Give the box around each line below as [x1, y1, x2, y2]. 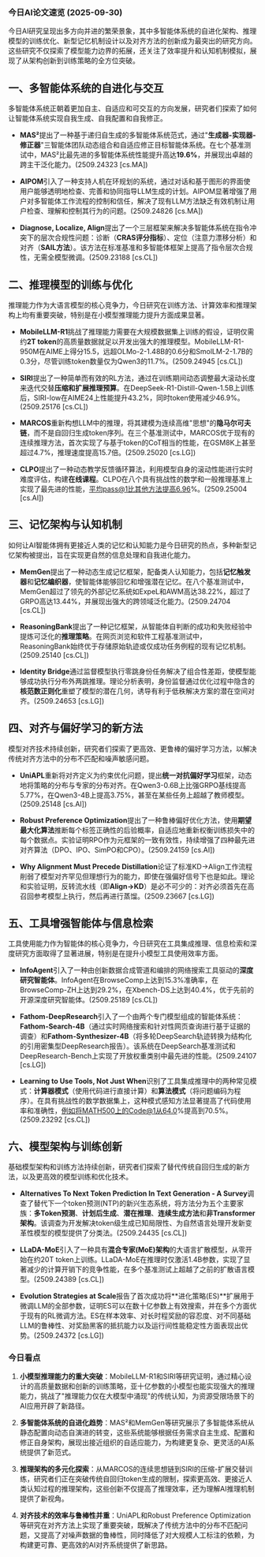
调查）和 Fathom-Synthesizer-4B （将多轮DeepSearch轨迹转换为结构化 [19, 1032, 252, 1041]
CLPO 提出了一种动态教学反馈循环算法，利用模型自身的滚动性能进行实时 [19, 464, 253, 474]
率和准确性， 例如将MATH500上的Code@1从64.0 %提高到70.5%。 [19, 1106, 233, 1115]
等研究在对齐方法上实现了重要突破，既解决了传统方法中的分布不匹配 [19, 1521, 241, 1530]
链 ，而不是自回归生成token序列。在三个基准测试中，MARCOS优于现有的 [19, 428, 255, 437]
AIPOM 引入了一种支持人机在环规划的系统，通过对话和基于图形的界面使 [19, 177, 251, 186]
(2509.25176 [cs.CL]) [19, 401, 89, 411]
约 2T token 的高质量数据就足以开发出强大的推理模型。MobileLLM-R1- [19, 337, 244, 346]
